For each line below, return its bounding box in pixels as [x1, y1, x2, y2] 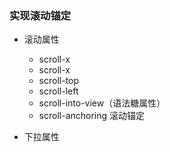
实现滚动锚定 [9, 8, 72, 22]
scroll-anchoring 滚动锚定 [38, 110, 146, 122]
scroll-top [38, 75, 80, 87]
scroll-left [38, 85, 79, 97]
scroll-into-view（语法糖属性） [38, 97, 166, 109]
